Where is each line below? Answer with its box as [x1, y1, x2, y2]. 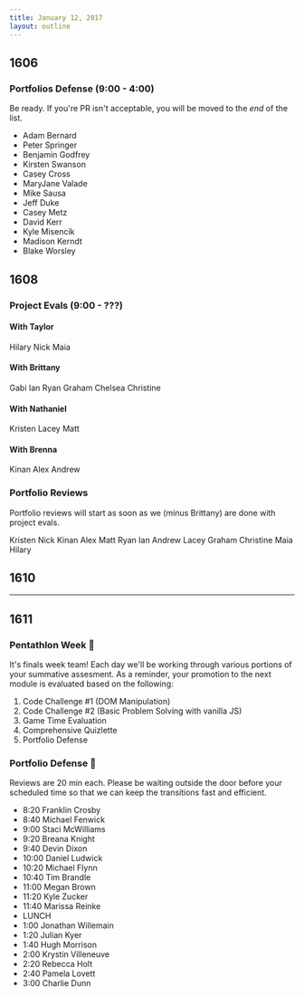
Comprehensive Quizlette [22, 725, 118, 736]
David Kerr [22, 216, 63, 227]
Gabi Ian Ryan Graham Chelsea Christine [9, 382, 161, 393]
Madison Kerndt [22, 236, 83, 247]
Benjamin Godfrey [22, 149, 90, 160]
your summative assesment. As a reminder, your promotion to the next [9, 669, 271, 680]
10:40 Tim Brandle [22, 872, 91, 883]
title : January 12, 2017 [9, 13, 103, 23]
